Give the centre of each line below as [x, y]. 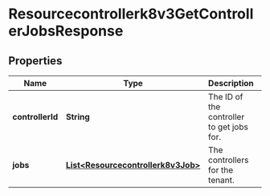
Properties [35, 61]
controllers [228, 160]
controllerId [35, 117]
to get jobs [228, 127]
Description [231, 83]
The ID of [225, 97]
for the [221, 170]
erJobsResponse [66, 31]
